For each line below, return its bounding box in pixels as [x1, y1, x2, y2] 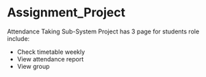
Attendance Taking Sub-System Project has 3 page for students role [7, 27, 200, 35]
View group [16, 62, 50, 70]
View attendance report [16, 55, 84, 63]
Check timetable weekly [16, 48, 86, 56]
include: [7, 34, 30, 42]
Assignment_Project [7, 5, 125, 20]
